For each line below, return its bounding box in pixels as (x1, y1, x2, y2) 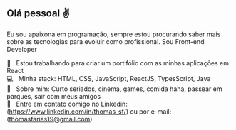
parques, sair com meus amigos (6, 92, 101, 100)
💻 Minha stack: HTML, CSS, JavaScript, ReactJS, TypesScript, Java (6, 74, 211, 82)
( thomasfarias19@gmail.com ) (6, 114, 93, 123)
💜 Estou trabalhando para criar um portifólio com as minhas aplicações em (6, 58, 230, 67)
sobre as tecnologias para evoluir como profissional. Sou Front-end (6, 37, 205, 45)
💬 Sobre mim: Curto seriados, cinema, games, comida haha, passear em (6, 85, 222, 93)
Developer (6, 45, 37, 53)
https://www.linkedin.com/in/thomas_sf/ (9, 107, 126, 116)
